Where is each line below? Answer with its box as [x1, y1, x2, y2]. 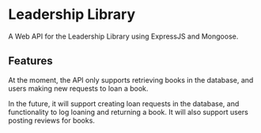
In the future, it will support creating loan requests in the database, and [8, 98, 240, 108]
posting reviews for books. [8, 116, 95, 125]
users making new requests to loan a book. [8, 83, 149, 93]
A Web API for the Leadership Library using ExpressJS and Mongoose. [8, 31, 239, 41]
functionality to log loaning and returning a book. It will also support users [8, 107, 249, 116]
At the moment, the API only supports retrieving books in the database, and [8, 75, 254, 84]
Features [8, 54, 53, 68]
